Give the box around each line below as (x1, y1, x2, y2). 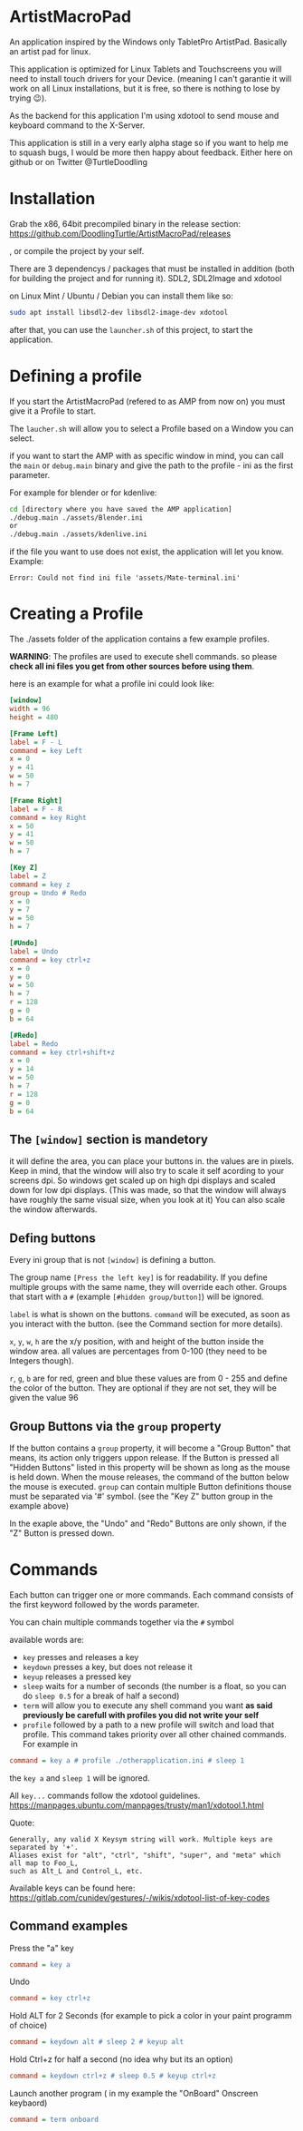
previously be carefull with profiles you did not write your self (22, 1709, 260, 1720)
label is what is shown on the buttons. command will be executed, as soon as (9, 1309, 291, 1320)
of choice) (9, 2020, 48, 2031)
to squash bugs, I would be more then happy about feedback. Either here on (9, 147, 294, 158)
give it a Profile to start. (9, 406, 97, 416)
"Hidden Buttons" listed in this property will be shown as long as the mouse (9, 1461, 291, 1472)
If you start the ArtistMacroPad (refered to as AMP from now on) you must (9, 396, 286, 406)
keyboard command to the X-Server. (9, 120, 146, 131)
